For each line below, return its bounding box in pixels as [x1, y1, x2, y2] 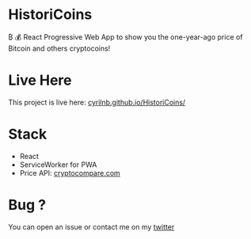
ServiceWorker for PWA [19, 160, 97, 169]
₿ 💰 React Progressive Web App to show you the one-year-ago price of [8, 32, 243, 41]
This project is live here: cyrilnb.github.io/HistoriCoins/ [8, 97, 186, 107]
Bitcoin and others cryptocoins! [8, 44, 111, 53]
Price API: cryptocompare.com [19, 168, 120, 177]
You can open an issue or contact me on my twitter [8, 222, 175, 231]
